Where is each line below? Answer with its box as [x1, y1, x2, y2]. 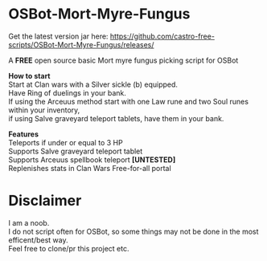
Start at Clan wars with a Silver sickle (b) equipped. [8, 80, 179, 89]
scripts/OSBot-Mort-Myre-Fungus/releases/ [8, 39, 154, 49]
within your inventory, [8, 105, 80, 115]
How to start [8, 71, 51, 80]
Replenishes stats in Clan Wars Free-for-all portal [8, 163, 171, 173]
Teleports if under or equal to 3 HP [8, 137, 123, 147]
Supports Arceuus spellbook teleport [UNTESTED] [8, 154, 176, 165]
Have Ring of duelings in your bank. [8, 88, 127, 97]
